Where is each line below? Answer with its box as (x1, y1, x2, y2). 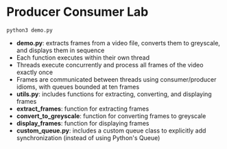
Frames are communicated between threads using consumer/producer (16, 75, 217, 83)
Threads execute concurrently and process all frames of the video (16, 60, 204, 69)
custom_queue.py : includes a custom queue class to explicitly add (16, 126, 206, 135)
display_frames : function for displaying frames (16, 119, 150, 127)
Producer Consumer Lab (6, 4, 149, 20)
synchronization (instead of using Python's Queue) (16, 133, 160, 141)
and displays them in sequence (16, 46, 105, 54)
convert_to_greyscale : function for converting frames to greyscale (16, 111, 206, 120)
